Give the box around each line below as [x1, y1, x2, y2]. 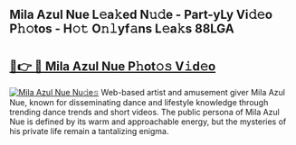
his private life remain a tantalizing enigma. [9, 126, 169, 136]
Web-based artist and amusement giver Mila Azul [100, 87, 285, 97]
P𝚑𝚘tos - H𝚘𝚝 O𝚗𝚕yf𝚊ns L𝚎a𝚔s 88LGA [9, 22, 234, 37]
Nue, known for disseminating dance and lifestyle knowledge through [9, 97, 269, 107]
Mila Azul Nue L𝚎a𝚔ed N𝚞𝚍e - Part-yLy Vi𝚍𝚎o [9, 7, 273, 23]
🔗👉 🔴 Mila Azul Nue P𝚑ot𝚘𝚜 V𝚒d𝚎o [9, 59, 216, 74]
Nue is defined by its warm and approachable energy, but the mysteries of [9, 116, 287, 127]
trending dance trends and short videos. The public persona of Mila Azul [9, 107, 281, 117]
